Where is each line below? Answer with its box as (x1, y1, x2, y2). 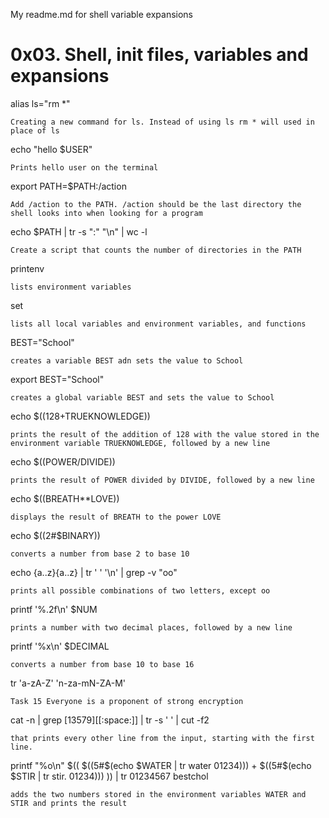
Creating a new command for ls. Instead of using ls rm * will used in (10, 117, 315, 127)
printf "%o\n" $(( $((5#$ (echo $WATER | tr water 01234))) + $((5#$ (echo (10, 759, 312, 771)
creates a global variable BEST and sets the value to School (10, 392, 275, 403)
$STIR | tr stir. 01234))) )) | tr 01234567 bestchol (10, 770, 209, 782)
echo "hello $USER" (10, 143, 93, 155)
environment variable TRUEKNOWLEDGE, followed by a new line (10, 438, 271, 448)
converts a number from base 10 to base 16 (10, 659, 195, 669)
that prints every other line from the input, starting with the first (10, 733, 315, 743)
